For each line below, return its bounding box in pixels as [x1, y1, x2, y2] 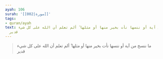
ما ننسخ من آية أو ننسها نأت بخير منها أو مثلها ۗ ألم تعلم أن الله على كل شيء [16, 43, 151, 48]
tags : [5, 16, 16, 21]
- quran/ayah [5, 20, 32, 26]
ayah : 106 [5, 7, 25, 12]
